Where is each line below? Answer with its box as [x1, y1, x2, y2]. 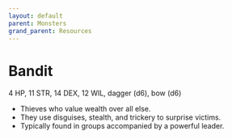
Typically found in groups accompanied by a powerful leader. [19, 121, 225, 131]
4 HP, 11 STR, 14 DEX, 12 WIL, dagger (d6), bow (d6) [8, 88, 182, 98]
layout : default [8, 11, 63, 20]
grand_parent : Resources [8, 27, 92, 35]
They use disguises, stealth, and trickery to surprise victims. [19, 112, 221, 122]
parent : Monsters [8, 19, 67, 27]
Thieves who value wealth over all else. [19, 104, 151, 114]
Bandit [8, 61, 53, 80]
